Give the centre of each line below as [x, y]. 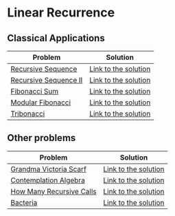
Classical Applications [56, 38]
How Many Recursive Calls [54, 191]
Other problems [42, 138]
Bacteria [24, 202]
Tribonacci [28, 114]
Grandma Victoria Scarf [49, 169]
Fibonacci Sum [35, 91]
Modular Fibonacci [40, 102]
